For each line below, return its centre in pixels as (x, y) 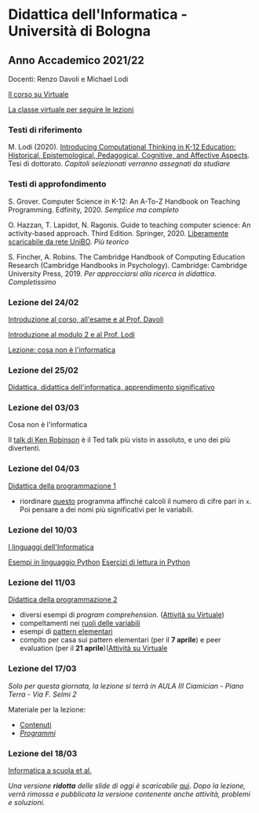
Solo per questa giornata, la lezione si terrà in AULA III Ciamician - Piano (126, 686)
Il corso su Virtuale (38, 94)
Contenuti (35, 724)
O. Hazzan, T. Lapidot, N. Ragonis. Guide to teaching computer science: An (129, 225)
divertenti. (25, 448)
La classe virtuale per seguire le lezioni (71, 109)
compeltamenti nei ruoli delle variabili (80, 624)
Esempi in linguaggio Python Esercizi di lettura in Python (99, 562)
